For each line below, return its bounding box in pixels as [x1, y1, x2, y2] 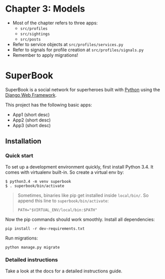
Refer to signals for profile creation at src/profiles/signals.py [12, 47, 144, 53]
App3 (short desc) [12, 122, 51, 128]
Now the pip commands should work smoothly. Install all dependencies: [5, 216, 155, 222]
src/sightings [20, 31, 50, 36]
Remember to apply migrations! [12, 52, 78, 58]
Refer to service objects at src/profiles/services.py [12, 41, 123, 47]
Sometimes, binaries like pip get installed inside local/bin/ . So [17, 192, 149, 198]
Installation [5, 137, 42, 146]
